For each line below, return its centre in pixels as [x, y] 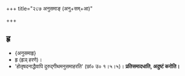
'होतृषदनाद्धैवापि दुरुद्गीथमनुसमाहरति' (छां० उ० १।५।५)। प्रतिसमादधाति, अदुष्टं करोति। [97, 66]
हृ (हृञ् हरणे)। [28, 60]
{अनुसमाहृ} [25, 53]
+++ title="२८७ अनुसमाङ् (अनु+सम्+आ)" [49, 9]
